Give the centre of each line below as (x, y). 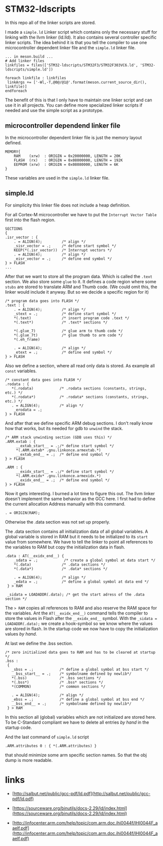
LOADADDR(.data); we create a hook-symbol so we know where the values (79, 623)
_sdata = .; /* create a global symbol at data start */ (85, 560)
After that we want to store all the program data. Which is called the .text (79, 276)
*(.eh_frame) (27, 339)
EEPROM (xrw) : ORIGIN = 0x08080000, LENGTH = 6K (66, 164)
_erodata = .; (28, 410)
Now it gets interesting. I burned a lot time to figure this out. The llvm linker (80, 493)
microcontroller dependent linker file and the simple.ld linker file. (70, 47)
